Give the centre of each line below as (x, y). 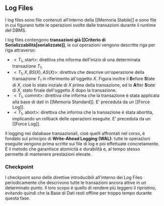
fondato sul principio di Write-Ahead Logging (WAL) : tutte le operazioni (78, 138)
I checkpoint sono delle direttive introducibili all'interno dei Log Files (74, 177)
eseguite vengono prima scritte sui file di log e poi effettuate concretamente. (82, 143)
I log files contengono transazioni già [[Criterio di (56, 40)
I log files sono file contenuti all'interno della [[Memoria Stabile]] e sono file (81, 20)
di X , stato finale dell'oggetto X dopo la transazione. (64, 90)
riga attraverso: (20, 50)
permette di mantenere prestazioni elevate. (48, 154)
